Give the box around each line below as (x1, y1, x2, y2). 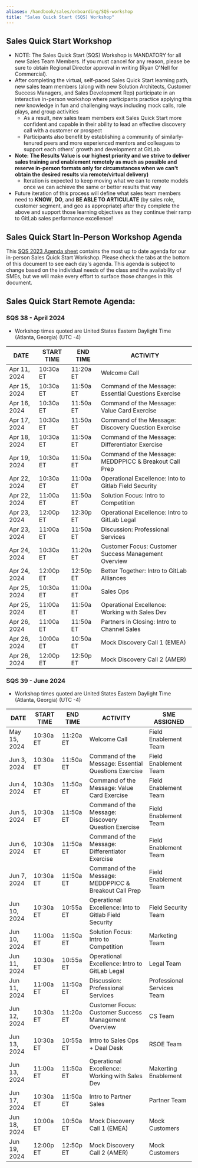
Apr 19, (9, 453, 31, 461)
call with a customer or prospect (23, 127, 103, 134)
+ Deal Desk (89, 1044, 123, 1052)
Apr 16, (9, 399, 31, 407)
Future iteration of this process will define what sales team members (14, 190, 181, 197)
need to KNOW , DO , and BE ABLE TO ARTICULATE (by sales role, (14, 196, 175, 203)
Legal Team (148, 959, 181, 968)
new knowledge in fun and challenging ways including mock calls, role (14, 102, 186, 109)
